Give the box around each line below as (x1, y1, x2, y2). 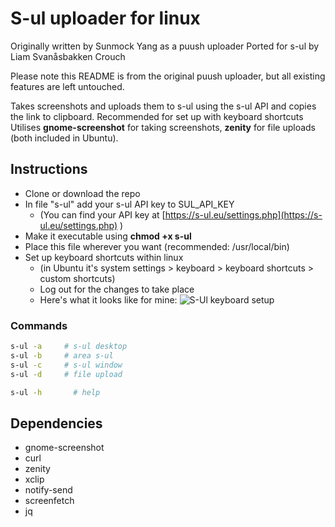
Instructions (10, 161, 88, 178)
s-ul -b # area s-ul (10, 350, 114, 361)
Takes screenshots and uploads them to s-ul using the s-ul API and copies (10, 100, 317, 112)
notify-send (24, 484, 73, 496)
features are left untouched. (10, 80, 125, 92)
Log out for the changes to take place (39, 283, 195, 295)
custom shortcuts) (39, 272, 116, 284)
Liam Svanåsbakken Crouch (10, 50, 126, 62)
